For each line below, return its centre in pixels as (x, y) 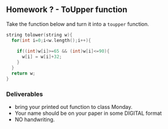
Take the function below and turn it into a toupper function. (78, 24)
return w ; (23, 73)
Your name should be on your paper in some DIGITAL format (88, 113)
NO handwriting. (35, 119)
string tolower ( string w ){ (39, 35)
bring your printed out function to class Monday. (74, 107)
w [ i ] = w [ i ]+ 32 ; (42, 57)
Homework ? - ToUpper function (67, 10)
